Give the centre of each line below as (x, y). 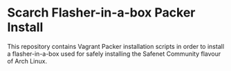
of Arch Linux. (27, 61)
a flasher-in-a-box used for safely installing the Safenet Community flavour (114, 54)
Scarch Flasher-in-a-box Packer (101, 13)
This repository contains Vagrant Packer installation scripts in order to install (116, 46)
